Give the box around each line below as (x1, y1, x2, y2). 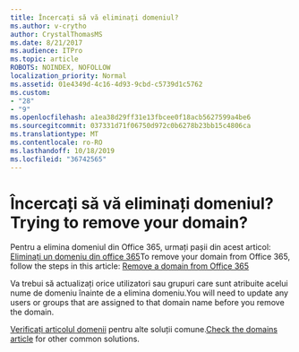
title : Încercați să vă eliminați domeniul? (10, 13, 179, 22)
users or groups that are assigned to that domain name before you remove (10, 297, 285, 308)
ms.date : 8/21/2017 (10, 38, 83, 47)
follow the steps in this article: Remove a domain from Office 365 (10, 261, 250, 271)
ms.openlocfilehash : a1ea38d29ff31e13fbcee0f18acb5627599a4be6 (10, 113, 252, 122)
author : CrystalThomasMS (10, 30, 103, 39)
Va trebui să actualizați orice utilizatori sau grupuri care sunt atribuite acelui (10, 279, 289, 289)
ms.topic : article (10, 55, 79, 64)
